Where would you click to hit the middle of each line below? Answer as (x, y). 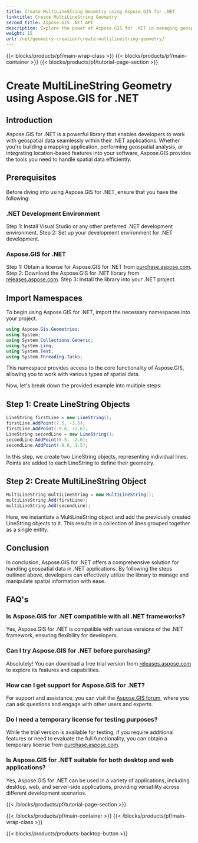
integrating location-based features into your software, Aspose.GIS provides (99, 153)
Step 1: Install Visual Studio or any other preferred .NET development (90, 226)
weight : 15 (19, 34)
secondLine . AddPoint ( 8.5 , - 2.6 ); (47, 440)
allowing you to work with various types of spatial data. (73, 374)
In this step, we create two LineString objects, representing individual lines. (97, 456)
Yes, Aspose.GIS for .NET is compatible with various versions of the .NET (95, 629)
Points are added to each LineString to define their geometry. (80, 463)
